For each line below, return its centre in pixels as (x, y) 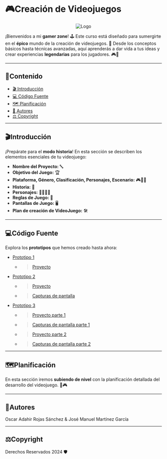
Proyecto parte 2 (49, 334)
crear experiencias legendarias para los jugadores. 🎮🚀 (62, 54)
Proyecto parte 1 (49, 315)
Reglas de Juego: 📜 (33, 197)
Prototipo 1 (23, 257)
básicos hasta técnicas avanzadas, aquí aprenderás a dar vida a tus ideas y (83, 48)
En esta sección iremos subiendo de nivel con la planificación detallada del (83, 379)
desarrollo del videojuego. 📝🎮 (36, 385)
